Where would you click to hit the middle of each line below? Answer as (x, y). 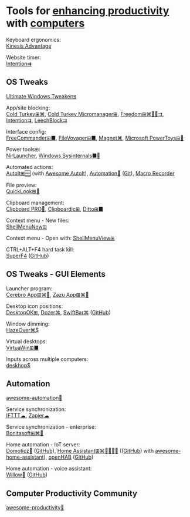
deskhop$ (18, 365)
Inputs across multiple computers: (47, 359)
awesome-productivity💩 (35, 508)
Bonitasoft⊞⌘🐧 (25, 433)
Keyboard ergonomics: (34, 39)
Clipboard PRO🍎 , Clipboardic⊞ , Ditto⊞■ (55, 209)
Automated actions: (30, 167)
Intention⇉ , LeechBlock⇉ (37, 120)
